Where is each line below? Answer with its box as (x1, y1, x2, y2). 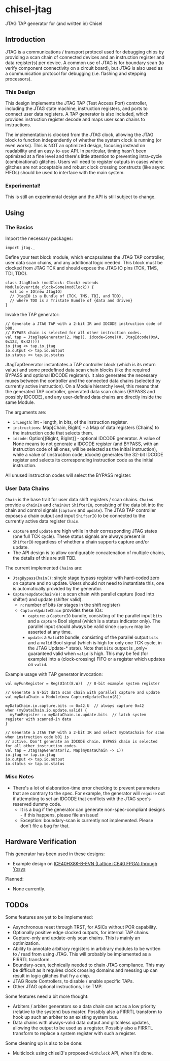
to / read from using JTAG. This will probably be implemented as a (12, 951, 151, 957)
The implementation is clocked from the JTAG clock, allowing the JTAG (5, 131, 154, 138)
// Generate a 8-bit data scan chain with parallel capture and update (5, 690, 160, 695)
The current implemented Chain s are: (5, 565, 83, 571)
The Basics (5, 224, 33, 231)
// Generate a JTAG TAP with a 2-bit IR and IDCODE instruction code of (5, 321, 162, 327)
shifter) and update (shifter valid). (12, 596, 83, 603)
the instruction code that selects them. (12, 430, 93, 436)
